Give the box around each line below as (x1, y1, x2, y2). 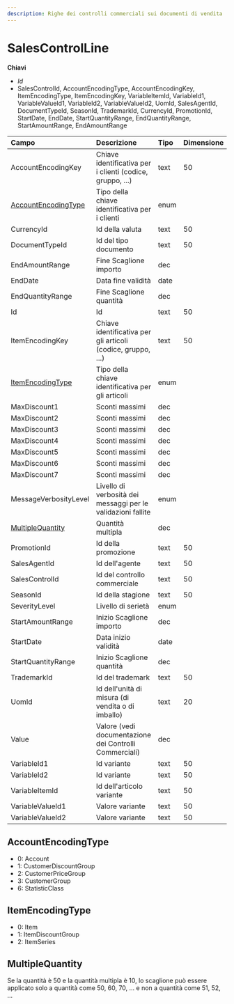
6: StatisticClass (17, 884, 64, 893)
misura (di (96, 692, 130, 702)
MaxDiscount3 (10, 424, 59, 434)
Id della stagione (96, 590, 150, 599)
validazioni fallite (96, 507, 151, 517)
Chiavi (7, 63, 26, 72)
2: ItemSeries (17, 938, 56, 946)
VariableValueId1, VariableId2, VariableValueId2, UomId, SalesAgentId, (17, 99, 218, 107)
